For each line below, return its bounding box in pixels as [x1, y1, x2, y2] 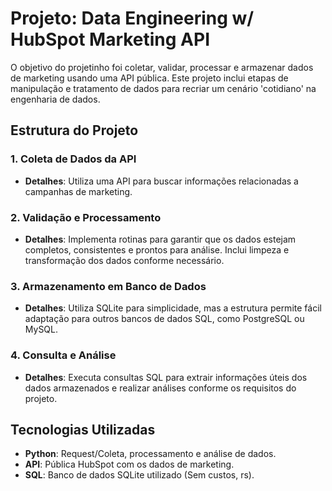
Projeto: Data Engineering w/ [10, 7, 255, 30]
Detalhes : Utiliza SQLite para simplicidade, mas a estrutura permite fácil [24, 302, 322, 314]
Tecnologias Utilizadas [10, 421, 156, 438]
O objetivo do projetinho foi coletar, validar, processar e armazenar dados [10, 61, 314, 73]
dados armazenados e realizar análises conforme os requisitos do [24, 382, 297, 394]
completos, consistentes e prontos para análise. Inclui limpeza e [24, 243, 290, 256]
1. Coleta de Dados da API [10, 152, 137, 166]
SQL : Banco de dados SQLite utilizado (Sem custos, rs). [24, 469, 255, 481]
